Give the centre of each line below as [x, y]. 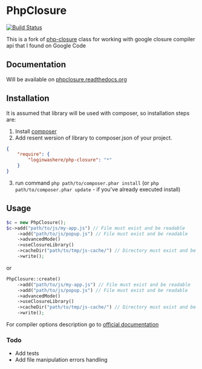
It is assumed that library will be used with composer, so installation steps [98, 113]
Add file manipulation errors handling [61, 360]
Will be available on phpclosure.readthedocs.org [67, 79]
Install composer [36, 131]
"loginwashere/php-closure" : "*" [70, 160]
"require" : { [34, 154]
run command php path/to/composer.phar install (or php [87, 183]
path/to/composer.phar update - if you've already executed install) [98, 189]
